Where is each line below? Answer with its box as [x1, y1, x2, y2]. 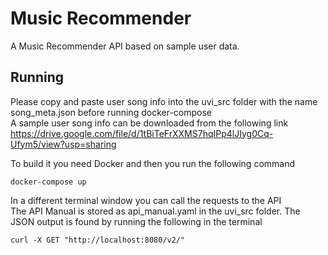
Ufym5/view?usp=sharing [10, 138, 117, 150]
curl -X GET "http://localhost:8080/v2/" [10, 235, 186, 245]
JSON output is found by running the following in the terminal [10, 215, 263, 227]
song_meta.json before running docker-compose [10, 106, 212, 118]
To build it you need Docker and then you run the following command [10, 157, 296, 169]
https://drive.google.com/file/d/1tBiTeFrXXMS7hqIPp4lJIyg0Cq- [10, 127, 274, 139]
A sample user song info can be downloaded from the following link [10, 117, 289, 129]
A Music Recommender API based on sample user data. [10, 40, 240, 52]
